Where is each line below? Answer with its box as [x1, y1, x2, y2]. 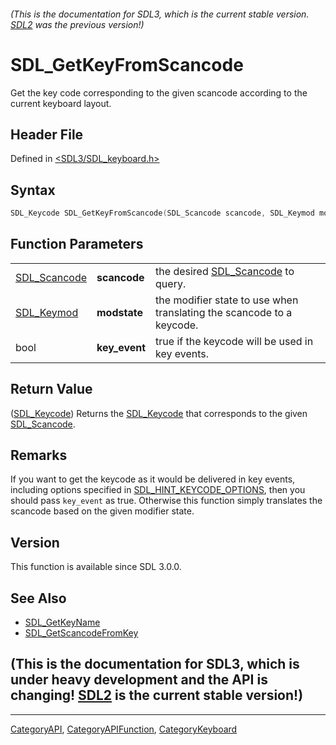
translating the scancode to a [155, 305, 293, 319]
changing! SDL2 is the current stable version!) [10, 687, 304, 704]
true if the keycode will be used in [155, 334, 314, 348]
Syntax [10, 181, 56, 199]
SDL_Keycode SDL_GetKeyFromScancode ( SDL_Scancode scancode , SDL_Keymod [10, 208, 315, 219]
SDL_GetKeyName [24, 616, 101, 629]
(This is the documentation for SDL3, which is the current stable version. [10, 8, 310, 20]
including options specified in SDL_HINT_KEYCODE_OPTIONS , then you [10, 484, 306, 496]
